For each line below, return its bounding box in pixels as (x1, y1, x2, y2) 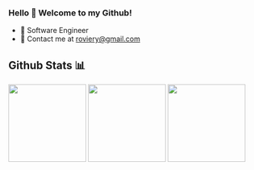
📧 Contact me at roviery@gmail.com (19, 34, 141, 44)
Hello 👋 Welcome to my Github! (8, 7, 132, 19)
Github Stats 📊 (8, 58, 86, 72)
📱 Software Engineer (19, 26, 89, 35)
